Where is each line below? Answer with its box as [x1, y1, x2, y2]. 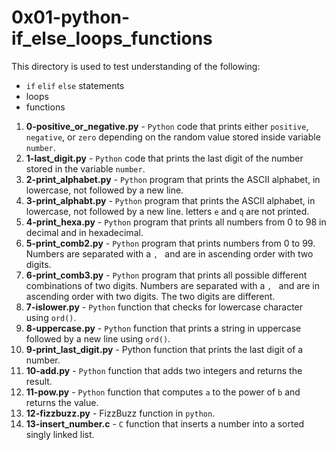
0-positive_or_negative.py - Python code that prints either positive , [25, 120, 309, 132]
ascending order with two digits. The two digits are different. [25, 290, 276, 302]
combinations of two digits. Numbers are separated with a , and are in [25, 279, 320, 291]
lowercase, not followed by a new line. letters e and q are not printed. [25, 205, 310, 217]
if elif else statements [25, 79, 125, 91]
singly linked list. [25, 428, 95, 440]
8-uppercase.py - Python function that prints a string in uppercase [25, 322, 302, 334]
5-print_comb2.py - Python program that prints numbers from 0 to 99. [25, 237, 316, 249]
